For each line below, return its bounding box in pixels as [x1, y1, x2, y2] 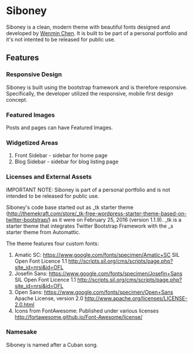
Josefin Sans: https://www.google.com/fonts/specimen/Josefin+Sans [14, 270, 183, 277]
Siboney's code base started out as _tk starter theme [6, 204, 134, 211]
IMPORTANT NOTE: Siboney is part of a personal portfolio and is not [6, 186, 171, 193]
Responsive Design [6, 70, 63, 78]
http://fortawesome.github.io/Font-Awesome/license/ [14, 313, 143, 320]
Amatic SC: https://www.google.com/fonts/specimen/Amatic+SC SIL [14, 251, 180, 258]
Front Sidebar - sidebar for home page [14, 152, 108, 159]
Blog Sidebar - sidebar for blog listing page [14, 158, 119, 165]
